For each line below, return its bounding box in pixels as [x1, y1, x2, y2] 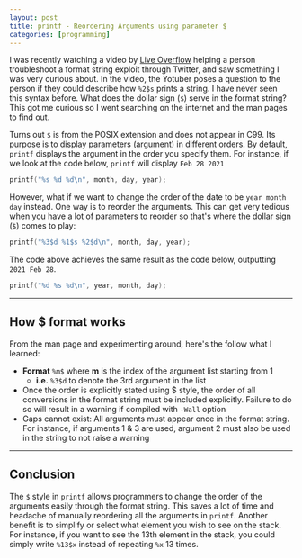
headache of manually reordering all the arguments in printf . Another [9, 509, 268, 520]
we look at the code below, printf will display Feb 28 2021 [9, 158, 225, 169]
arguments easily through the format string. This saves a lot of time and [9, 500, 274, 511]
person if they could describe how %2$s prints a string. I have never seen [9, 83, 278, 94]
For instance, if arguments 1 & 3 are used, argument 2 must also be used [22, 422, 291, 433]
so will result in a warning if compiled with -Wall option [22, 403, 226, 414]
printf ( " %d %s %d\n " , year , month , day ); [9, 281, 167, 291]
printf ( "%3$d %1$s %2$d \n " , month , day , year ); [9, 238, 191, 247]
